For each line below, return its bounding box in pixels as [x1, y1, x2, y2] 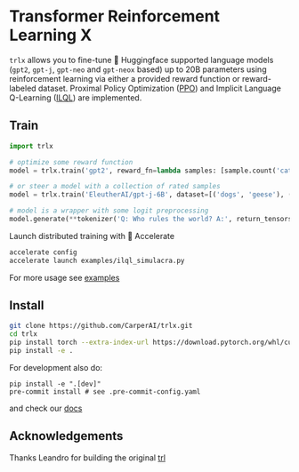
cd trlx [9, 330, 38, 339]
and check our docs [9, 403, 83, 413]
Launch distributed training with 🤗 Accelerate [9, 230, 175, 241]
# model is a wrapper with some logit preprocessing [9, 206, 209, 215]
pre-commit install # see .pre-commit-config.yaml [9, 387, 201, 396]
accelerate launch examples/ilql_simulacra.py [9, 256, 185, 265]
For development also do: [9, 362, 103, 372]
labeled [9, 83, 37, 93]
